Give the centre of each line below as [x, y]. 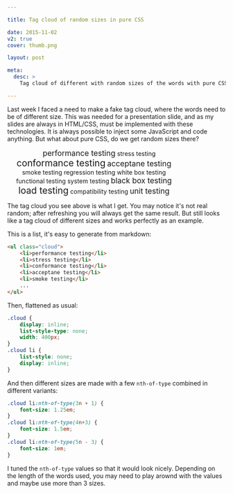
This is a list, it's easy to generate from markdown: [79, 234]
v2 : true [20, 39]
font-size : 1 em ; [43, 448]
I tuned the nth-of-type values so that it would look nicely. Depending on [111, 468]
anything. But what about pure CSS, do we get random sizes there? [103, 138]
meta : [15, 70]
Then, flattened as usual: [43, 305]
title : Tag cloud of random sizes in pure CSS [76, 19]
